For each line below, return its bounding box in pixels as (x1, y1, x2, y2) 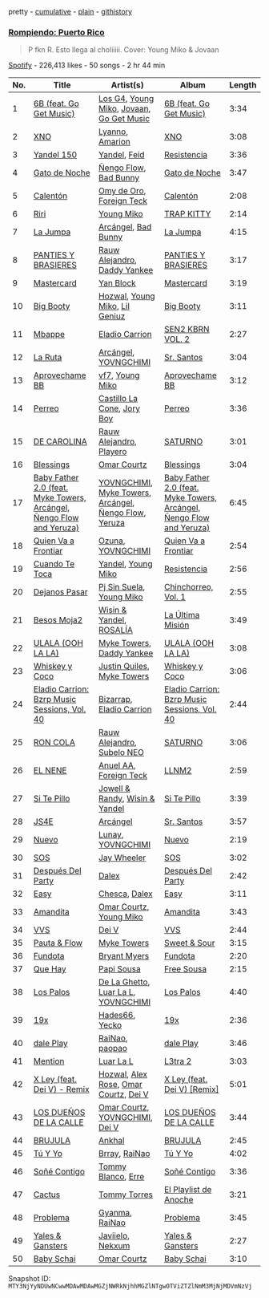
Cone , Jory (98, 403, 140, 414)
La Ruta (33, 352, 62, 363)
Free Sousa (163, 963, 207, 975)
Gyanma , (98, 1207, 132, 1219)
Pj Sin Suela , (98, 582, 146, 593)
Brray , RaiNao (98, 1148, 151, 1159)
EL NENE (33, 765, 67, 777)
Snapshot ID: (8, 1274, 51, 1284)
